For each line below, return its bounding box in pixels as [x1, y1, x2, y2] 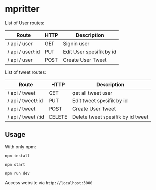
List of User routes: [5, 20, 45, 26]
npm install [5, 153, 30, 158]
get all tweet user [72, 89, 113, 96]
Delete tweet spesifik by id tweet [72, 113, 149, 120]
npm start [5, 162, 26, 167]
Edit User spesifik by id [63, 48, 117, 55]
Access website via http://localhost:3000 [5, 179, 93, 185]
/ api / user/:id [7, 48, 40, 55]
